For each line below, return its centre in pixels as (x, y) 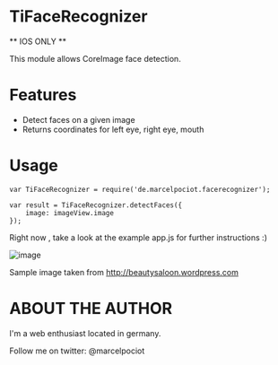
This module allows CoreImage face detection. (95, 58)
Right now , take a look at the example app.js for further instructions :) (138, 237)
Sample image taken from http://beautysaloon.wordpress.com (124, 272)
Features (43, 95)
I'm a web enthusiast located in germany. (85, 333)
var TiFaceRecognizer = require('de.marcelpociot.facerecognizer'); (140, 189)
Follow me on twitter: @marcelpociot (77, 351)
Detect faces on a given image (79, 119)
